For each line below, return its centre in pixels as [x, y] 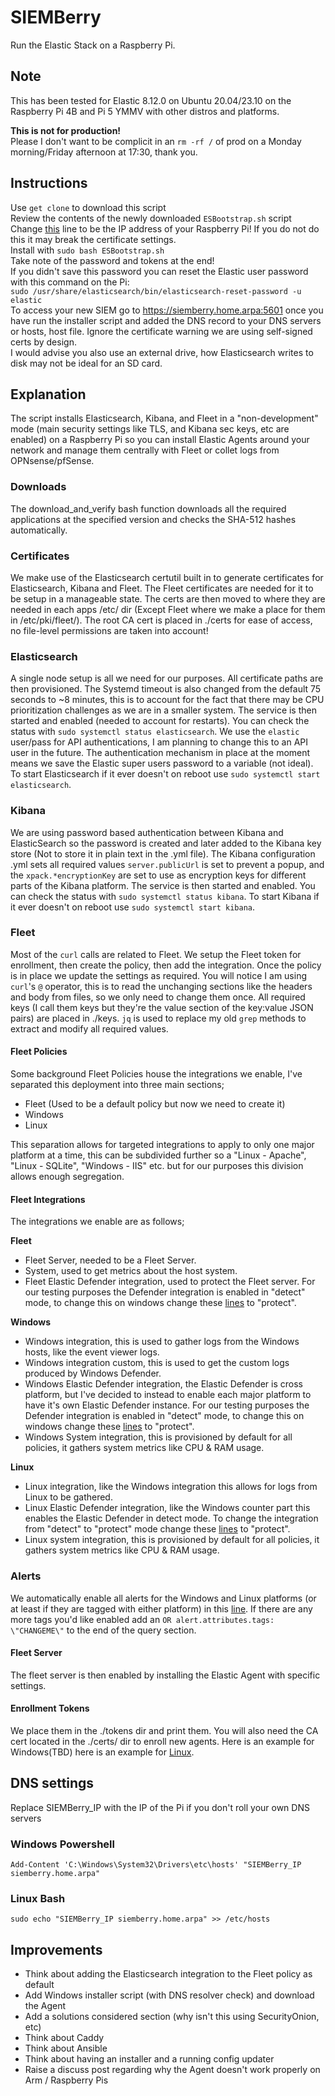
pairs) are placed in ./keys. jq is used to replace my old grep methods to [158, 1018]
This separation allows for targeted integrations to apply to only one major [162, 1145]
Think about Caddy [64, 2038]
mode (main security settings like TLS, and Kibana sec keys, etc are [150, 429]
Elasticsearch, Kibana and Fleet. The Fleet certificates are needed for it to [162, 588]
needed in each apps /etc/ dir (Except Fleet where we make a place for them [168, 609]
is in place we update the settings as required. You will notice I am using [159, 975]
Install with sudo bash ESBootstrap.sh [87, 250]
